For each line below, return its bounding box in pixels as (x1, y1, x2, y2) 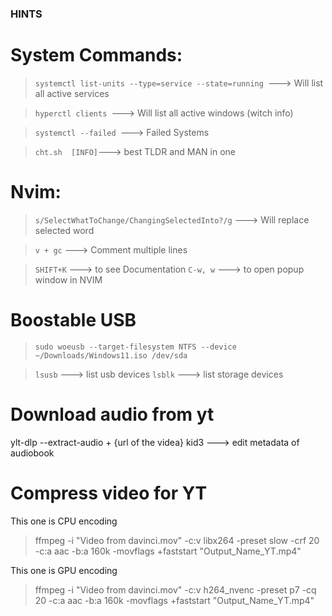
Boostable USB (10, 308, 137, 331)
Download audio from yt (10, 403, 215, 426)
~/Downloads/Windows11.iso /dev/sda (34, 350, 188, 361)
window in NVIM (34, 273, 103, 286)
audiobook (10, 447, 55, 459)
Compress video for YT (10, 482, 208, 504)
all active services (34, 87, 110, 99)
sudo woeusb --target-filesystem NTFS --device (34, 342, 237, 352)
